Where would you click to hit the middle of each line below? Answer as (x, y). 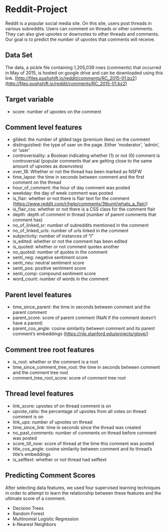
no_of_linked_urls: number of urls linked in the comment (70, 231)
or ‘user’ (21, 150)
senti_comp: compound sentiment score (54, 274)
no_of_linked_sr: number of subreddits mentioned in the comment (80, 225)
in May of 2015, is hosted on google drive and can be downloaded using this (84, 73)
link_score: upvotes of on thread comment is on (62, 406)
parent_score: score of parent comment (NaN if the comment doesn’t (84, 318)
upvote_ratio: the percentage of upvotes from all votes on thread (79, 411)
